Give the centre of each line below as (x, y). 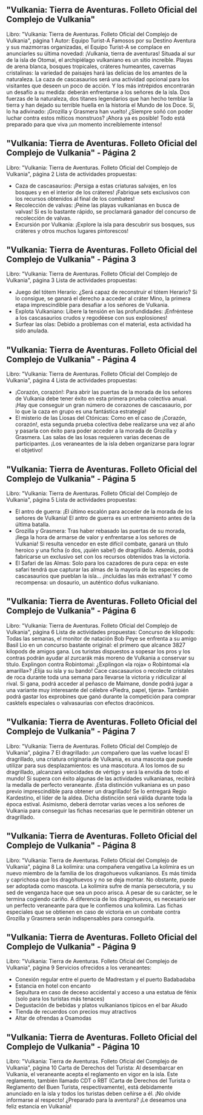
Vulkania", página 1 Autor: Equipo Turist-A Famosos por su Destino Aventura (101, 40)
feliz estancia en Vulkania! (39, 1107)
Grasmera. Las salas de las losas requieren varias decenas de (92, 437)
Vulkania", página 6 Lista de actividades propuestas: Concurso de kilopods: (101, 632)
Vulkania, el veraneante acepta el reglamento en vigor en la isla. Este (92, 1074)
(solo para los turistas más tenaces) (60, 999)
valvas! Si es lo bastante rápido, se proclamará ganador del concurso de (105, 211)
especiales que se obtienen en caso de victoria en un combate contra (93, 912)
